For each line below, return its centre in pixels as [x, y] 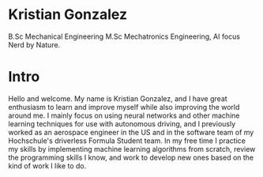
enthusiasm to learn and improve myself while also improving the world [124, 107]
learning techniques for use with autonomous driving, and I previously [122, 123]
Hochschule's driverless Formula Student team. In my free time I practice [127, 141]
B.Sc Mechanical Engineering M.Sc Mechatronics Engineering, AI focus [124, 36]
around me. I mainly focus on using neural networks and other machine [124, 115]
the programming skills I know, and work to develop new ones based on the [131, 157]
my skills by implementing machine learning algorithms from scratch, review [132, 149]
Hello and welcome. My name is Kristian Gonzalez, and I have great [118, 98]
